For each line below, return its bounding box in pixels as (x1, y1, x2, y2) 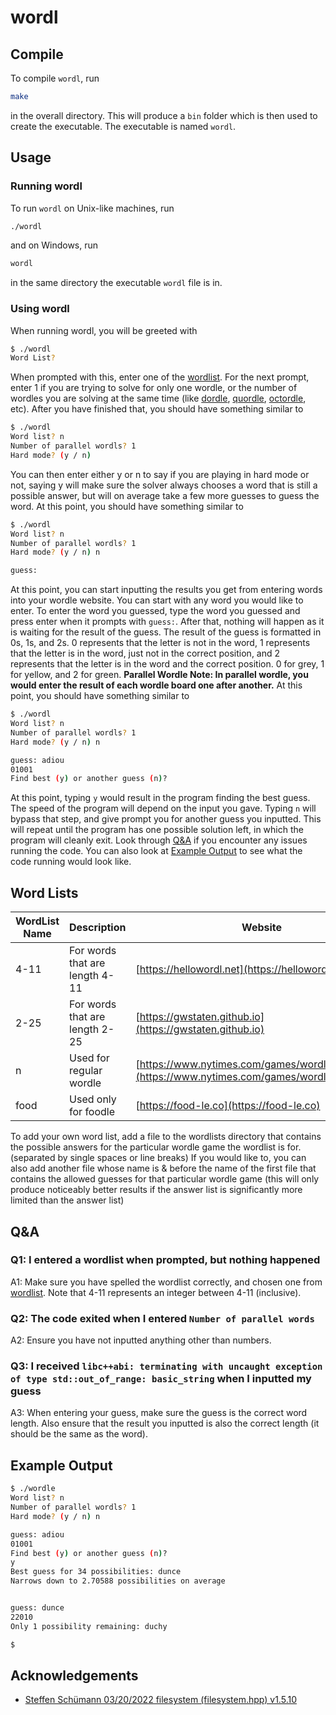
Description (69, 921, 127, 935)
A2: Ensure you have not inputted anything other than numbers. (10, 1334, 272, 1346)
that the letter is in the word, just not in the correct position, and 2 (10, 647, 281, 660)
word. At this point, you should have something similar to (10, 500, 244, 512)
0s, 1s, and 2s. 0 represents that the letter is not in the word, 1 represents (10, 637, 311, 649)
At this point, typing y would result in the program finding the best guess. (10, 792, 311, 804)
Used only (69, 1092, 117, 1106)
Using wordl (10, 302, 70, 316)
